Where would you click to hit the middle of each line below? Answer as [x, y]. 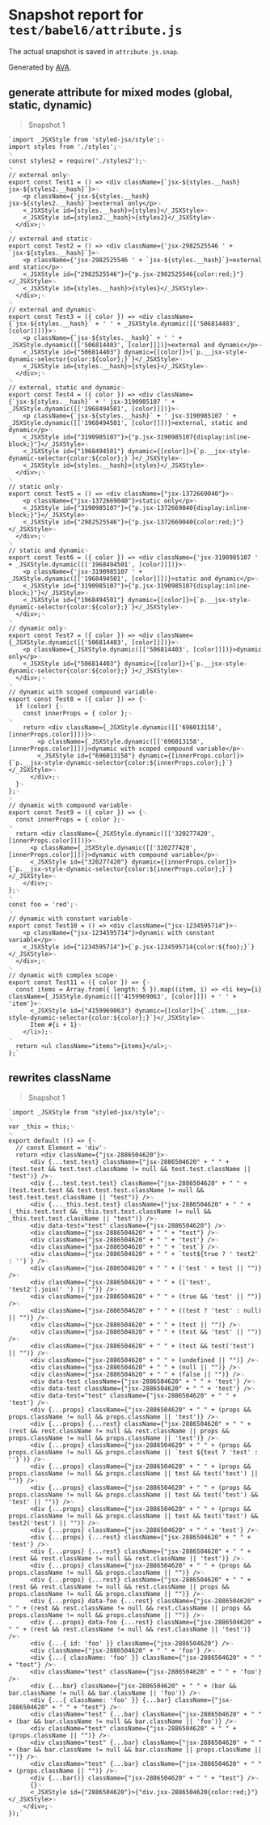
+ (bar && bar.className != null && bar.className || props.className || [135, 1750]
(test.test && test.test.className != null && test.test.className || [130, 1169]
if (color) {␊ [40, 706]
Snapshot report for [76, 15]
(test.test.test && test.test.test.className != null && [106, 1190]
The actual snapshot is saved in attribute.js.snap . [94, 51]
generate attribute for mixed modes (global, [120, 93]
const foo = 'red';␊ [44, 904]
